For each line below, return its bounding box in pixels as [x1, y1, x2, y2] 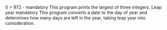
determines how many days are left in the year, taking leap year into [5, 15, 146, 20]
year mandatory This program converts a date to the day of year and [5, 9, 147, 15]
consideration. [5, 20, 35, 26]
